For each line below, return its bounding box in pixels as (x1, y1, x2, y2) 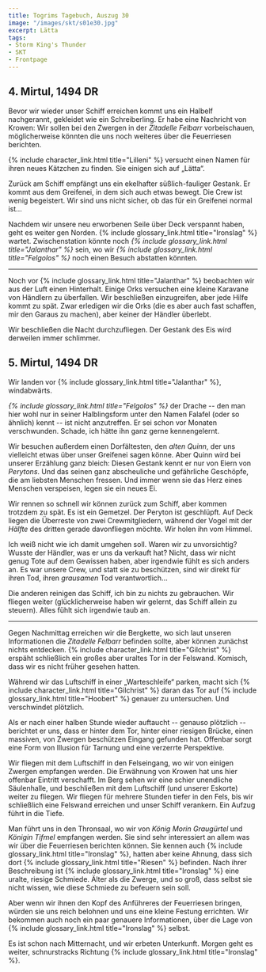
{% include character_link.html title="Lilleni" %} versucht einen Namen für (8, 155, 251, 165)
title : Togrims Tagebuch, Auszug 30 (8, 11, 129, 20)
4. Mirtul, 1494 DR (8, 85, 99, 99)
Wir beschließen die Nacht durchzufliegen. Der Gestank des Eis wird (8, 325, 232, 334)
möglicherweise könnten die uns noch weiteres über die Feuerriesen (8, 131, 232, 141)
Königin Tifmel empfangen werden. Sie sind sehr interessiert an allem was (8, 832, 250, 841)
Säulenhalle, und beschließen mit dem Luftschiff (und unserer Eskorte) (8, 783, 238, 792)
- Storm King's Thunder (8, 41, 87, 49)
